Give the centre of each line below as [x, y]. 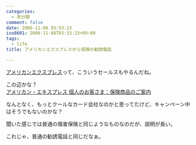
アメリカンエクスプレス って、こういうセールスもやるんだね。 [80, 72]
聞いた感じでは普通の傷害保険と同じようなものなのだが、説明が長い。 [91, 124]
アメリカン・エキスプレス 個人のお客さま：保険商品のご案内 [79, 92]
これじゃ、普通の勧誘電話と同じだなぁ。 [55, 136]
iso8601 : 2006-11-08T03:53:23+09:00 [51, 33]
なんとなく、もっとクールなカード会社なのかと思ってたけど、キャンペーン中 [98, 104]
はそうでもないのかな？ [34, 111]
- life [19, 44]
